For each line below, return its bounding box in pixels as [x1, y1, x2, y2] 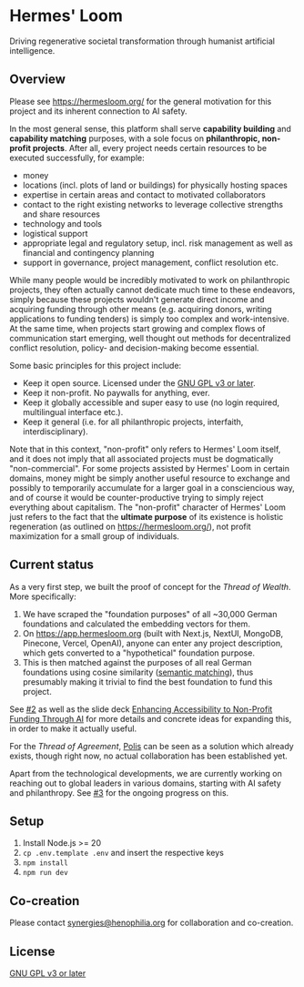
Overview [9, 72, 66, 87]
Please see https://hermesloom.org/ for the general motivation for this [9, 96, 272, 107]
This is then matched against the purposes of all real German [22, 656, 252, 667]
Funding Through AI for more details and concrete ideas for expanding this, [9, 713, 292, 724]
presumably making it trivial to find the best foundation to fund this [22, 676, 273, 687]
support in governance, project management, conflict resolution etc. [22, 257, 279, 268]
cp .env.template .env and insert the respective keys [22, 848, 225, 859]
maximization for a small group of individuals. [9, 530, 180, 542]
